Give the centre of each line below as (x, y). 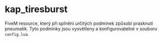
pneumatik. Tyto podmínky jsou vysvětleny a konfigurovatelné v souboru (81, 28)
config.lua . (17, 34)
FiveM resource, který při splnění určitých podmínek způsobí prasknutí (79, 23)
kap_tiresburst (36, 9)
